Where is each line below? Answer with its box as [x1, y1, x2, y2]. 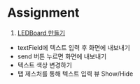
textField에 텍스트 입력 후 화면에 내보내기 [17, 43, 131, 51]
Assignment [7, 5, 80, 21]
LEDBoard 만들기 [17, 28, 65, 37]
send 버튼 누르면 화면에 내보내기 [17, 52, 107, 60]
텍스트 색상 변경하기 [17, 60, 72, 69]
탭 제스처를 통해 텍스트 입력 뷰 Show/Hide [17, 69, 134, 78]
